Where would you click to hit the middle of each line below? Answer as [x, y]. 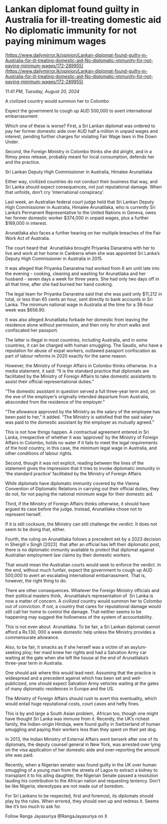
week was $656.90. [25, 310]
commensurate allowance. [32, 637]
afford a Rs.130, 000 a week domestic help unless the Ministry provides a [80, 632]
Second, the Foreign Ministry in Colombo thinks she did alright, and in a [79, 151]
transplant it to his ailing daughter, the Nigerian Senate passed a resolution [82, 775]
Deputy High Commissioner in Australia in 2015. [54, 258]
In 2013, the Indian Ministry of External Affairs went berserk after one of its [82, 739]
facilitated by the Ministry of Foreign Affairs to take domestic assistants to [81, 376]
